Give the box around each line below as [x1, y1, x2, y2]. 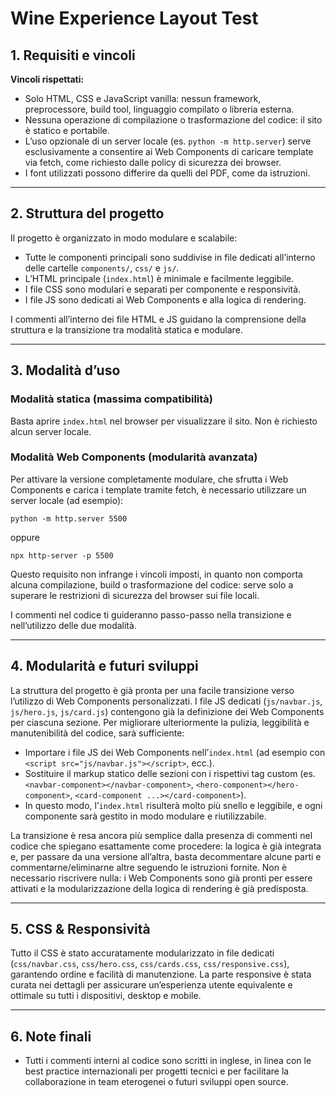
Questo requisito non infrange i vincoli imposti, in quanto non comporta [10, 568, 303, 580]
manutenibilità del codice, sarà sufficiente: [10, 727, 185, 739]
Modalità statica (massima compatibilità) [10, 392, 213, 406]
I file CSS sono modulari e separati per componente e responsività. [24, 283, 302, 295]
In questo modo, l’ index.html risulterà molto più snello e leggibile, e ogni [24, 799, 323, 811]
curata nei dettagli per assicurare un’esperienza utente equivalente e [10, 979, 293, 991]
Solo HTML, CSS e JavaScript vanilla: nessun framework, [24, 93, 262, 104]
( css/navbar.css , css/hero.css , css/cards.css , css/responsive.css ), [10, 958, 290, 970]
